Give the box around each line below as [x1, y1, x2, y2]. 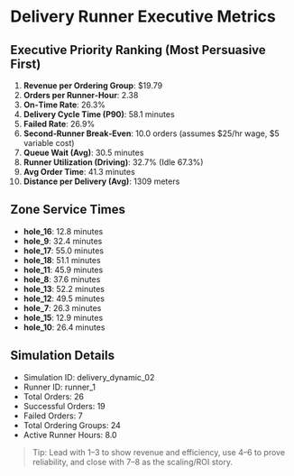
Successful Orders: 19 [23, 400, 106, 411]
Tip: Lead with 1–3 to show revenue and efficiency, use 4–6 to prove [32, 446, 286, 457]
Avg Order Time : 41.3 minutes [23, 167, 136, 177]
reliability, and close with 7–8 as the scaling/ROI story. [32, 456, 234, 467]
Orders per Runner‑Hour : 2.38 [23, 90, 139, 100]
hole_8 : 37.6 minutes [23, 273, 101, 285]
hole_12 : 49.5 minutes [23, 293, 105, 304]
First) [10, 56, 41, 71]
